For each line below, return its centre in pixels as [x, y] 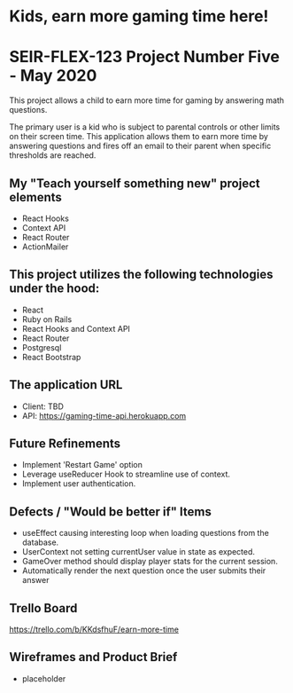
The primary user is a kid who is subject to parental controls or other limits [145, 127]
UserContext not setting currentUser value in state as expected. [138, 552]
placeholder [44, 678]
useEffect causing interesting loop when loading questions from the [146, 533]
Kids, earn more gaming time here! [139, 16]
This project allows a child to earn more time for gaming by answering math [147, 100]
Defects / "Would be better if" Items [111, 512]
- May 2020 [53, 76]
